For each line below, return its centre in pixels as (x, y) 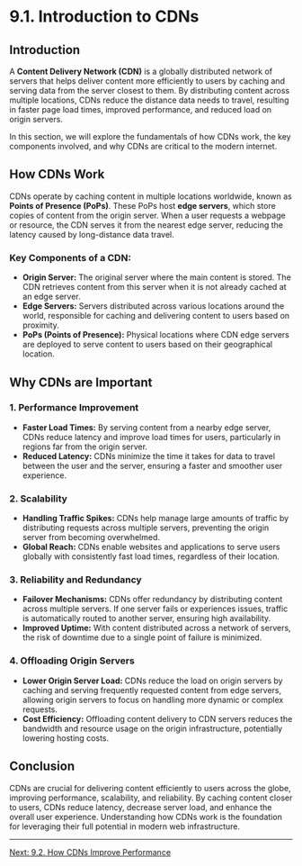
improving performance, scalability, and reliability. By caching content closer (151, 798)
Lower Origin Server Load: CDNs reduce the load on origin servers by (152, 681)
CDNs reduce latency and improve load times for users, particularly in (151, 437)
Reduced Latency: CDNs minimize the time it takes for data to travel (149, 456)
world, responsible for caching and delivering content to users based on (156, 316)
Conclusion (42, 767)
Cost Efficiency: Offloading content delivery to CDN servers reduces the (157, 718)
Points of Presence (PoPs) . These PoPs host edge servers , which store (142, 205)
